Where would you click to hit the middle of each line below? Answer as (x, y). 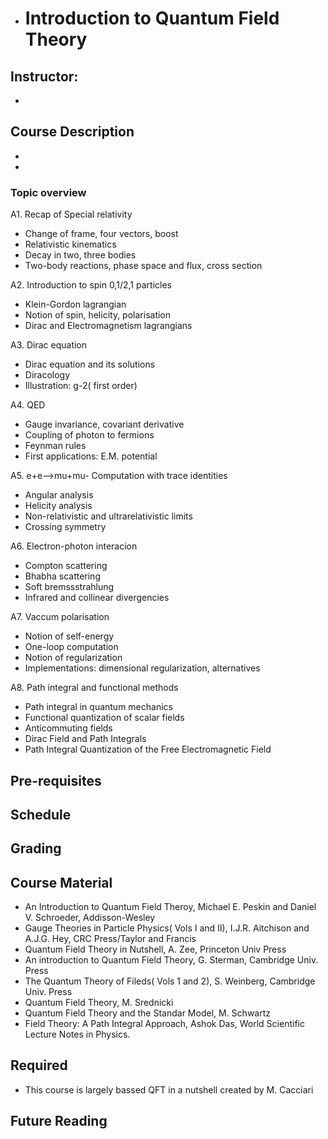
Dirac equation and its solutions (90, 364)
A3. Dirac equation (49, 345)
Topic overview (48, 192)
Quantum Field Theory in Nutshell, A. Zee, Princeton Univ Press (155, 949)
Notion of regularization (73, 658)
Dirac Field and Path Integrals (85, 739)
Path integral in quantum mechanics (98, 707)
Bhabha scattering (62, 576)
